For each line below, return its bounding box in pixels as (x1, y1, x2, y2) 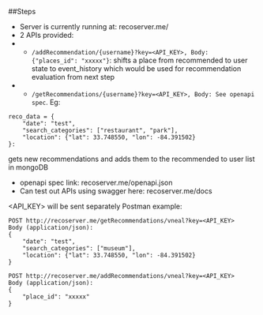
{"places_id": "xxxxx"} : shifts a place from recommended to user (31, 55, 248, 65)
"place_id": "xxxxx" (22, 293, 90, 301)
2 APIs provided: (19, 31, 74, 39)
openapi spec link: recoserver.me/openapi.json (19, 178, 173, 187)
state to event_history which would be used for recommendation (31, 64, 242, 73)
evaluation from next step (31, 73, 115, 81)
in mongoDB (8, 163, 49, 172)
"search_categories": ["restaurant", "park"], (22, 126, 178, 134)
